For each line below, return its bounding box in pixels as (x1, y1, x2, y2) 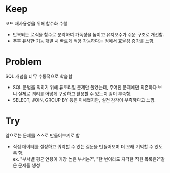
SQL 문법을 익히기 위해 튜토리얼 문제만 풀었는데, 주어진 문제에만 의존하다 (12, 84, 157, 90)
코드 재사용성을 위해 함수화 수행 (5, 20, 68, 26)
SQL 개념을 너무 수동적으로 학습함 (5, 73, 73, 79)
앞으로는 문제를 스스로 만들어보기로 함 (5, 132, 80, 138)
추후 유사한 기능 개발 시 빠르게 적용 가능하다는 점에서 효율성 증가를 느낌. (12, 38, 155, 44)
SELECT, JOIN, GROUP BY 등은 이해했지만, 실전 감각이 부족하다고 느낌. (12, 97, 156, 103)
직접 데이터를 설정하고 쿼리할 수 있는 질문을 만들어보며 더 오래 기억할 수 (12, 143, 154, 149)
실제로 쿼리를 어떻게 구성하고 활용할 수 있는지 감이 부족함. (18, 90, 132, 97)
